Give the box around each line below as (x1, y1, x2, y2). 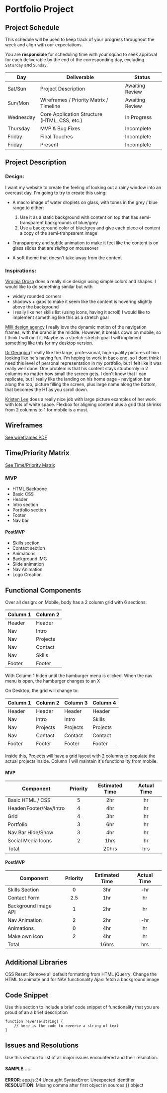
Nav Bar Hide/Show (7, 829, 54, 836)
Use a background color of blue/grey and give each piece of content (19, 225, 161, 231)
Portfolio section (12, 506, 46, 513)
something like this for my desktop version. (5, 340, 93, 346)
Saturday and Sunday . (5, 62, 48, 68)
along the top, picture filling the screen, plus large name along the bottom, (5, 381, 157, 387)
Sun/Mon (7, 99, 29, 106)
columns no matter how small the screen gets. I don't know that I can (5, 371, 147, 377)
